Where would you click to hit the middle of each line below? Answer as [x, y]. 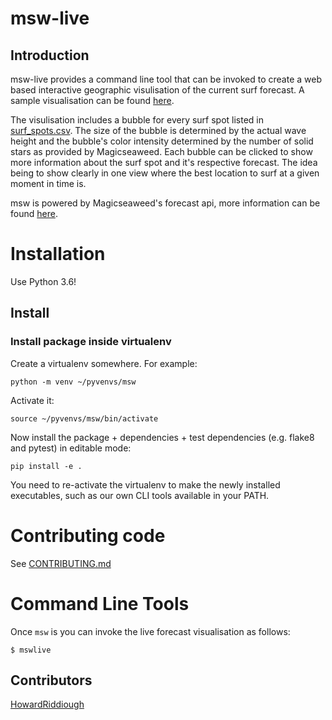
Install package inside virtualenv [91, 342]
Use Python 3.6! [43, 281]
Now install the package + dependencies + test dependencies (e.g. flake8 [162, 437]
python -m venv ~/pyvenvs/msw [73, 382]
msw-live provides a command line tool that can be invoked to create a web [166, 79]
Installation [58, 254]
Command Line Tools [100, 603]
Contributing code [88, 535]
